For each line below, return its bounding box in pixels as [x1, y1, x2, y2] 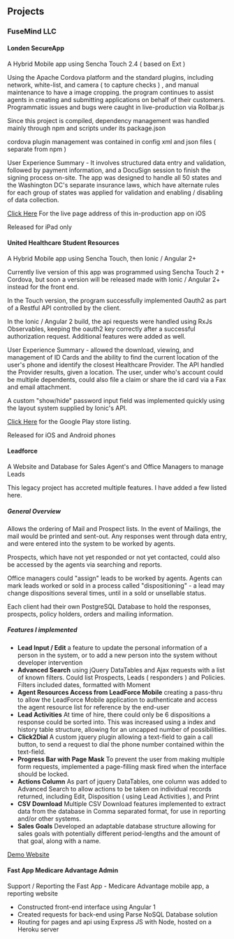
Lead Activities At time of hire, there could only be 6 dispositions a [17, 710, 211, 719]
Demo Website [7, 850, 50, 859]
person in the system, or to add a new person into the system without [17, 651, 218, 659]
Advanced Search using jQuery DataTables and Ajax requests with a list [17, 665, 225, 674]
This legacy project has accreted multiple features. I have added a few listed [7, 483, 227, 492]
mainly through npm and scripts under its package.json [7, 124, 166, 132]
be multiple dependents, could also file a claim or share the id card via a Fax [7, 375, 226, 383]
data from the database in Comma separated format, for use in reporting [17, 807, 226, 815]
